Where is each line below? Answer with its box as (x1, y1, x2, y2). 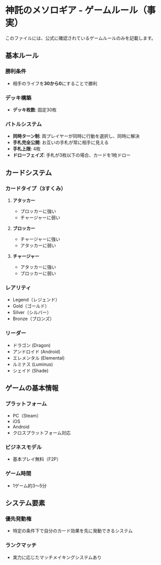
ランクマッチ (5, 542, 37, 549)
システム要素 (5, 499, 46, 508)
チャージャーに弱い (20, 214, 60, 221)
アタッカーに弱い (20, 242, 56, 249)
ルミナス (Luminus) (12, 361, 53, 367)
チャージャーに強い (20, 236, 60, 242)
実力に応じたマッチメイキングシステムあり (12, 554, 102, 560)
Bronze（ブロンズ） (12, 315, 55, 322)
